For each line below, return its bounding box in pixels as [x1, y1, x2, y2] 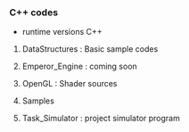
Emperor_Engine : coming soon [21, 61, 138, 72]
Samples [21, 95, 55, 106]
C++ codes [9, 6, 59, 19]
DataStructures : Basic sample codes [21, 44, 159, 54]
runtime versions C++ [21, 27, 103, 37]
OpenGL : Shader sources [21, 78, 118, 89]
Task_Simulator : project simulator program [21, 113, 180, 124]
